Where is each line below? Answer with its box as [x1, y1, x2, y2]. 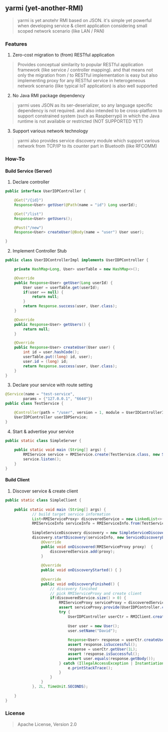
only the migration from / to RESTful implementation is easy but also [17, 72, 158, 78]
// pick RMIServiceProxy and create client [49, 591, 142, 596]
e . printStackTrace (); [67, 665, 113, 670]
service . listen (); [23, 457, 61, 462]
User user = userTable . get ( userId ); [23, 285, 99, 290]
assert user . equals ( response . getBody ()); [67, 656, 155, 661]
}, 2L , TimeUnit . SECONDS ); [31, 684, 88, 689]
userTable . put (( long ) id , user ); [23, 354, 93, 360]
